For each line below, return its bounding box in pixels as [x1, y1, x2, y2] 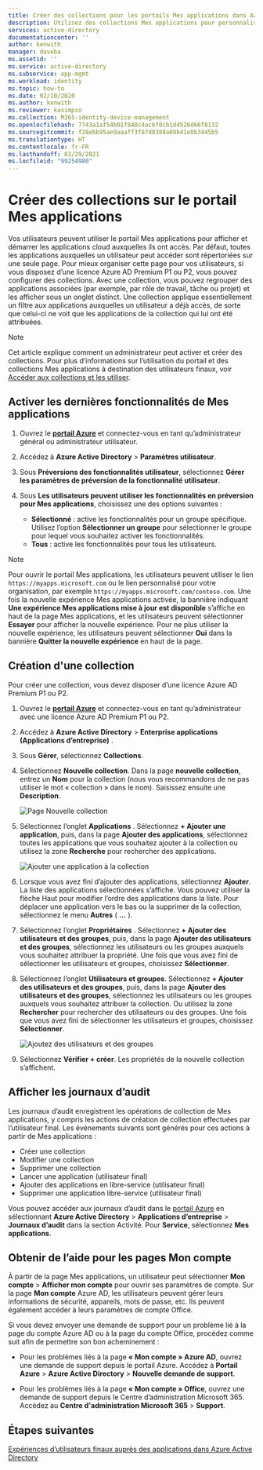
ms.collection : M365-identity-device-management [8, 114, 170, 122]
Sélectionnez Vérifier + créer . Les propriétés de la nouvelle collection [19, 1054, 245, 1063]
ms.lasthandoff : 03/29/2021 [8, 150, 100, 158]
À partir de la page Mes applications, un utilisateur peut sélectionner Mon [8, 1272, 245, 1282]
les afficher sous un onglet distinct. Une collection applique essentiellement [8, 292, 253, 302]
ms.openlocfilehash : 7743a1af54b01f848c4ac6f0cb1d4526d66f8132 [8, 121, 219, 129]
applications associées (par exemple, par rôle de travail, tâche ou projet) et [8, 284, 250, 294]
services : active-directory [8, 26, 100, 34]
